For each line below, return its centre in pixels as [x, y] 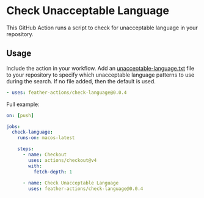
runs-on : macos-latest [46, 138]
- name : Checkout [45, 154]
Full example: [23, 104]
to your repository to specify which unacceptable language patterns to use [100, 75]
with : [35, 166]
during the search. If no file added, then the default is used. [81, 81]
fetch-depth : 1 [53, 172]
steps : [26, 149]
